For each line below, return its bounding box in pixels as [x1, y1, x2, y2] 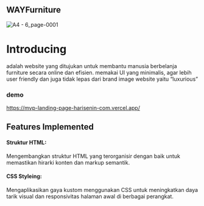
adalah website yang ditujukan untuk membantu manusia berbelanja [6, 62, 178, 69]
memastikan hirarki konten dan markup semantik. [6, 159, 130, 166]
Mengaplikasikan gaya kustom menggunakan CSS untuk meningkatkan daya [6, 186, 199, 193]
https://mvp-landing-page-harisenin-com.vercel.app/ [6, 105, 140, 112]
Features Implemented [6, 122, 94, 132]
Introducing [6, 43, 67, 56]
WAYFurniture [6, 5, 62, 15]
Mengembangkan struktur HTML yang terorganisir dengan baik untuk [6, 152, 181, 160]
